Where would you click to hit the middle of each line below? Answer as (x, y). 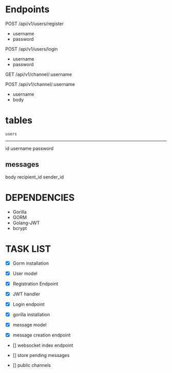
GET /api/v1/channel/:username (39, 74)
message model (30, 325)
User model (25, 273)
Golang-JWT (26, 223)
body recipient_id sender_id (35, 177)
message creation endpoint (41, 335)
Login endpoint (29, 304)
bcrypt (20, 228)
